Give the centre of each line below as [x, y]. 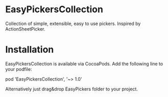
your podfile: [19, 69]
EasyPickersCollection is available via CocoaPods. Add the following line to [84, 64]
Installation [30, 50]
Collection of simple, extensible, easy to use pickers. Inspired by [73, 23]
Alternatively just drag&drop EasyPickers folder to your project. [71, 89]
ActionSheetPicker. [25, 29]
